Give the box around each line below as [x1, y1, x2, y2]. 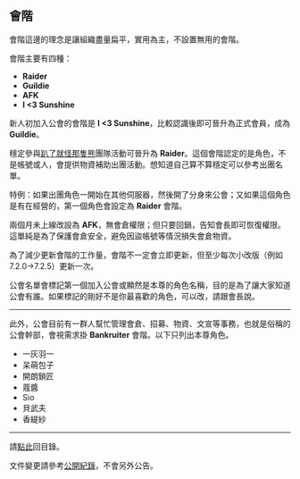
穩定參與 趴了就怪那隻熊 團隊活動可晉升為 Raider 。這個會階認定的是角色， [9, 147, 279, 158]
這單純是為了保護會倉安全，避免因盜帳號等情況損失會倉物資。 [9, 231, 237, 241]
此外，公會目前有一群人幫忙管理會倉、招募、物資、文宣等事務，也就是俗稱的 [9, 318, 291, 329]
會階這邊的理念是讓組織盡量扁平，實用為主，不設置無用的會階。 [9, 34, 244, 45]
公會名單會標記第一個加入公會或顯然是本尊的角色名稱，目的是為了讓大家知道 [9, 280, 291, 290]
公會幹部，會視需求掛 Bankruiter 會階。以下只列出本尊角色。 [9, 329, 234, 340]
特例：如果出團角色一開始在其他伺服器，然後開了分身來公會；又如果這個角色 [9, 189, 291, 199]
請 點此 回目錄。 [9, 441, 64, 451]
